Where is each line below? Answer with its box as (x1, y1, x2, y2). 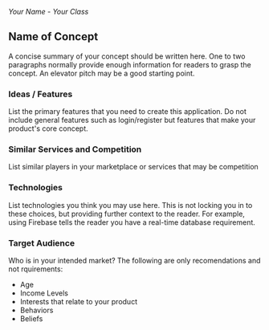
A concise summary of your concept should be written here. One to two (8, 51, 246, 61)
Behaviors (19, 305, 54, 315)
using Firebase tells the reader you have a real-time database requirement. (8, 217, 255, 227)
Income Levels (19, 288, 68, 298)
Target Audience (8, 237, 75, 248)
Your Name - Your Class (8, 7, 89, 16)
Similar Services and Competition (8, 144, 142, 155)
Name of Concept (8, 30, 99, 43)
